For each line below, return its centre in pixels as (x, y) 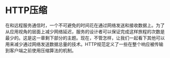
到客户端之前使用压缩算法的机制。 (41, 50)
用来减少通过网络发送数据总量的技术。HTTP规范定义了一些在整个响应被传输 (84, 44)
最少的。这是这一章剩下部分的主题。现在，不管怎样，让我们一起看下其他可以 (85, 38)
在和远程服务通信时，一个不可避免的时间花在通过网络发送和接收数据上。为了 (85, 25)
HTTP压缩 (26, 10)
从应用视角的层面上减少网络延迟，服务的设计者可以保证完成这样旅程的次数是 (85, 31)
